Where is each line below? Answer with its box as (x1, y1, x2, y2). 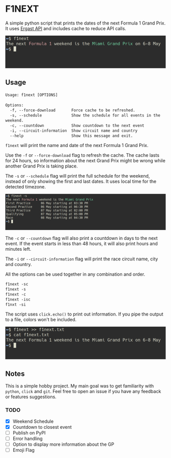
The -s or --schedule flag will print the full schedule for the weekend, (5, 173, 150, 179)
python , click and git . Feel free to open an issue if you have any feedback (5, 389, 161, 395)
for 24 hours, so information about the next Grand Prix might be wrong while (5, 157, 165, 163)
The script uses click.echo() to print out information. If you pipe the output (5, 311, 164, 317)
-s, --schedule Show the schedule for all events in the (10, 113, 160, 118)
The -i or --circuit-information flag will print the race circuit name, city (5, 256, 158, 262)
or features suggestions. (5, 394, 57, 400)
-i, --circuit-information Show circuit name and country (10, 128, 138, 133)
